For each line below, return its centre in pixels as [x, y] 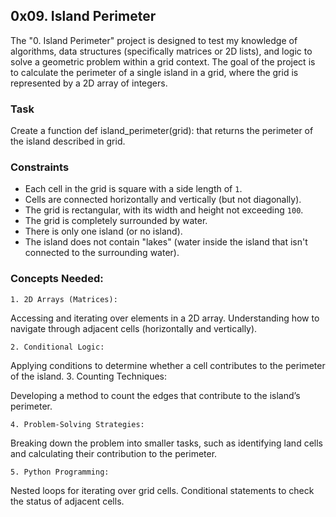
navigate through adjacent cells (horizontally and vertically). [134, 328]
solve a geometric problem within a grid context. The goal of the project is [163, 61]
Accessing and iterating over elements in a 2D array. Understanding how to [165, 318]
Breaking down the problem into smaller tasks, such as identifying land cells [166, 443]
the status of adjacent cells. [67, 501]
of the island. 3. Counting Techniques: [89, 376]
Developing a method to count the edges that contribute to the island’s [155, 395]
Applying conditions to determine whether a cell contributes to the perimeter [168, 365]
